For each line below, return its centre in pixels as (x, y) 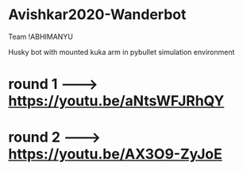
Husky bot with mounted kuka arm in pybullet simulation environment (121, 52)
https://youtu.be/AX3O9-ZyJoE (115, 155)
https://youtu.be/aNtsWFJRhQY (116, 101)
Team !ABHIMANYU (41, 37)
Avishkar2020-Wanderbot (97, 15)
